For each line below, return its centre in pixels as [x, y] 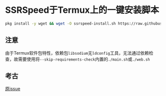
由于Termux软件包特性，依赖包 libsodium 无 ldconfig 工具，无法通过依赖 [77, 53]
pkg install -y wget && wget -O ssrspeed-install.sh [61, 23]
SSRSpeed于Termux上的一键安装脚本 [82, 10]
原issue [13, 89]
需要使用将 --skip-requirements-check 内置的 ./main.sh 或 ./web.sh [84, 59]
